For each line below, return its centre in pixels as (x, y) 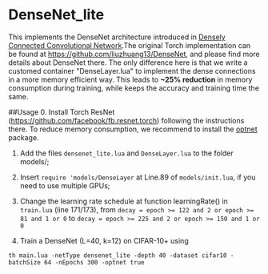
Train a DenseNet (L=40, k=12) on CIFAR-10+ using (104, 240)
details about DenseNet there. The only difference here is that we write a (128, 62)
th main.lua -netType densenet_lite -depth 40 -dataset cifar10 (118, 255)
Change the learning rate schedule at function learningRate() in (124, 201)
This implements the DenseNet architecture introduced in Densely (117, 37)
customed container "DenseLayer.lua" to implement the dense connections (132, 71)
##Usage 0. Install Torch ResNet (62, 112)
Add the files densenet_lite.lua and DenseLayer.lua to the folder (126, 153)
